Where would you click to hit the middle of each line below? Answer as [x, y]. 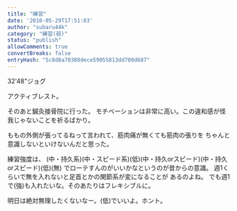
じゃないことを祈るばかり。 [53, 120]
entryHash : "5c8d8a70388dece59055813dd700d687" [79, 60]
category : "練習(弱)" [37, 34]
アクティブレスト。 [35, 96]
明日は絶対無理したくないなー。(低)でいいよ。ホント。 [87, 200]
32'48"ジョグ [27, 81]
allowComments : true [38, 47]
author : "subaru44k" [38, 27]
